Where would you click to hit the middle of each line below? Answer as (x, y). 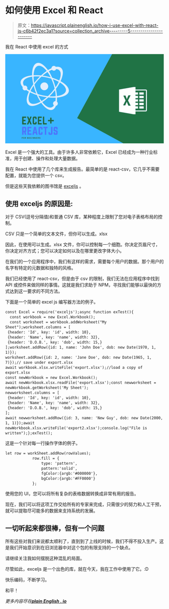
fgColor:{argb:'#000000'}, (69, 474)
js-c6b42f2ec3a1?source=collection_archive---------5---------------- (90, 31)
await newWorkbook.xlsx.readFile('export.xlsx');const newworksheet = (81, 383)
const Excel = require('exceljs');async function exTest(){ (70, 312)
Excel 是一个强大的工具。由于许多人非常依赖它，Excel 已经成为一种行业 (79, 152)
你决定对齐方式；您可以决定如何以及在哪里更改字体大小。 (65, 251)
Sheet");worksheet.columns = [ (38, 327)
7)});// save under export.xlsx (39, 363)
